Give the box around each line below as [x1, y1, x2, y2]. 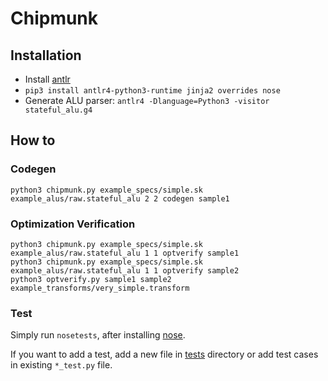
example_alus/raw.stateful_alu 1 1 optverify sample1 [10, 248, 240, 258]
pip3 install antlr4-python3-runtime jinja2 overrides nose [24, 86, 281, 96]
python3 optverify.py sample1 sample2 [10, 274, 172, 284]
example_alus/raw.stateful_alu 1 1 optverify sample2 [10, 265, 240, 276]
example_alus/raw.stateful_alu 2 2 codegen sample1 [10, 193, 230, 204]
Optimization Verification [10, 217, 136, 231]
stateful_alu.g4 [24, 105, 93, 115]
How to [10, 132, 56, 149]
